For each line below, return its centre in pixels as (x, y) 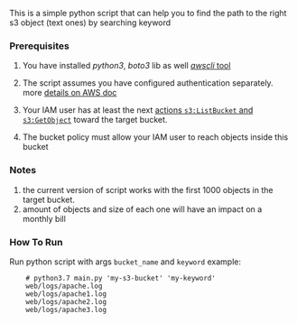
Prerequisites (39, 46)
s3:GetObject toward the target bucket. (95, 120)
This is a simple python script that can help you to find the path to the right (148, 13)
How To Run (36, 242)
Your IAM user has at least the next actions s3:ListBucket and (138, 110)
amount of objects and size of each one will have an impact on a (142, 209)
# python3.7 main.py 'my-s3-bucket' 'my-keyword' (121, 278)
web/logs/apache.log (64, 286)
